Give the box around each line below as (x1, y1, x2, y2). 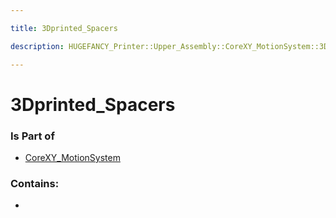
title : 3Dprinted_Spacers (10, 23, 118, 33)
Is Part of (10, 129, 55, 143)
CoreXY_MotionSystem (24, 151, 121, 163)
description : (10, 41, 65, 51)
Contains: (10, 176, 60, 190)
